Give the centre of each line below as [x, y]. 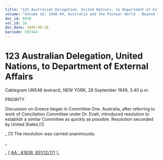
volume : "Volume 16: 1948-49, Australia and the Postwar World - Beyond [80, 14]
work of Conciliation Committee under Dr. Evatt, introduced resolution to [77, 114]
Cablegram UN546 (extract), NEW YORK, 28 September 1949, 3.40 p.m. [77, 90]
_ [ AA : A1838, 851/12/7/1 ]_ [33, 152]
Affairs [19, 77]
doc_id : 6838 [18, 18]
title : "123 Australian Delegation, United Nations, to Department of [78, 9]
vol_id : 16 [16, 23]
